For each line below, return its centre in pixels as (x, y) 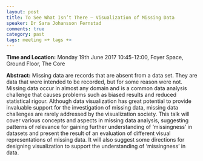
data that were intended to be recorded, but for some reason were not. (95, 82)
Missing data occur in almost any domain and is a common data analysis (97, 88)
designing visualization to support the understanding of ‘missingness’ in (96, 146)
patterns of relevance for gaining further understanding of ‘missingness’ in (99, 127)
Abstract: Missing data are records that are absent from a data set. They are (102, 75)
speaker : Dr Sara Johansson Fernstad (54, 23)
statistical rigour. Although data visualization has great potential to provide (99, 101)
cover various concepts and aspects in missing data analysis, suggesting (98, 120)
